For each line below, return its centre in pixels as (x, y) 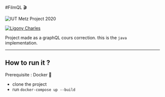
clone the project (29, 84)
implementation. (21, 43)
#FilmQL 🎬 (16, 7)
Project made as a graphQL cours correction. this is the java (66, 38)
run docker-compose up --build (44, 89)
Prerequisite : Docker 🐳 (28, 74)
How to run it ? (28, 63)
